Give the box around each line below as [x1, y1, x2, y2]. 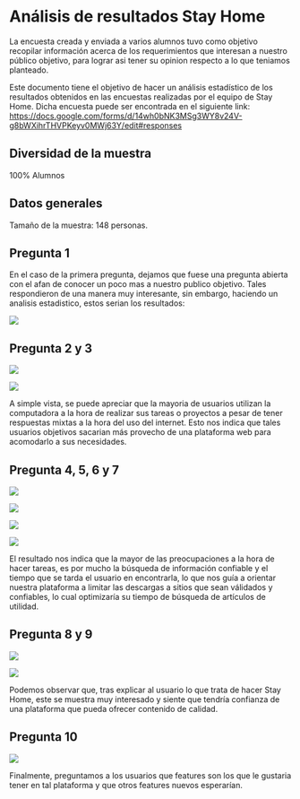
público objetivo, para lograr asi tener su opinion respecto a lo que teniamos [9, 55, 291, 65]
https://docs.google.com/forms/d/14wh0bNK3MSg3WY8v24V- [9, 110, 244, 121]
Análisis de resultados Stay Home [9, 6, 266, 27]
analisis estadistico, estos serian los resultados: [9, 298, 185, 308]
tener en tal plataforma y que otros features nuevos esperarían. [9, 779, 244, 790]
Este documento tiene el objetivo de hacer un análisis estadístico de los [9, 82, 273, 92]
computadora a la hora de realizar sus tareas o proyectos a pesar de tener [9, 408, 284, 419]
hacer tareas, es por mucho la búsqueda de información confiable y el [9, 563, 269, 573]
